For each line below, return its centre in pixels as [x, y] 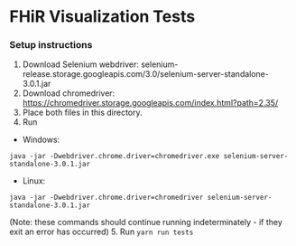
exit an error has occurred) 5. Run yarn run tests [102, 232]
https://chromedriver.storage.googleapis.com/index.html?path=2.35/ [150, 103]
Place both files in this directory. [82, 113]
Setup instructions [51, 45]
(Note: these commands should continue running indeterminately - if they [146, 222]
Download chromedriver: [69, 93]
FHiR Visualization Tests [102, 17]
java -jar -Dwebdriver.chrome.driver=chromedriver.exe [115, 156]
